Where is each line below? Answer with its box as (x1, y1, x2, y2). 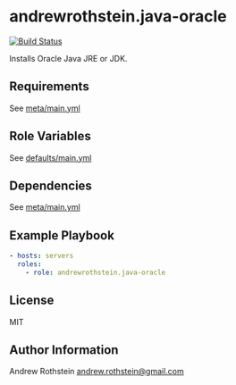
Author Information (9, 342, 119, 358)
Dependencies (9, 178, 92, 193)
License (9, 293, 55, 308)
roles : (17, 260, 42, 269)
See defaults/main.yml (9, 152, 92, 163)
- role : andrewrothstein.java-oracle (25, 268, 166, 277)
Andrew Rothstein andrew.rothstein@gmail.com (9, 366, 185, 377)
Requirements (9, 79, 89, 95)
